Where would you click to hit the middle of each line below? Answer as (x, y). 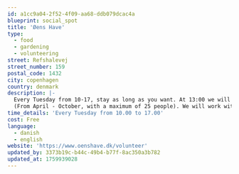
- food (23, 40)
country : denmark (33, 87)
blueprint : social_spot (43, 21)
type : (15, 34)
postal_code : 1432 (34, 73)
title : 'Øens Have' (36, 27)
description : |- (31, 93)
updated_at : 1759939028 (43, 159)
